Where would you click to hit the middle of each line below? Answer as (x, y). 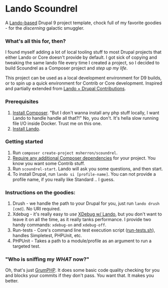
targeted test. (26, 246)
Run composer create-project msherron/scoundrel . (65, 153)
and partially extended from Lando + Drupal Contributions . (66, 89)
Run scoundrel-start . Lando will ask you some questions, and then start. (88, 169)
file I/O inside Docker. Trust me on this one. (57, 123)
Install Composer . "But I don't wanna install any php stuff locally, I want (86, 113)
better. (12, 281)
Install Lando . (26, 128)
